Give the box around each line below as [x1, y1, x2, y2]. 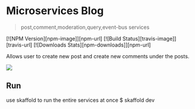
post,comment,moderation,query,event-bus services [20, 24, 150, 31]
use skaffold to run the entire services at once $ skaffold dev [6, 96, 155, 104]
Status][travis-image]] [122, 35, 177, 42]
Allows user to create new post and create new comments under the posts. [6, 52, 190, 60]
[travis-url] [6, 41, 33, 48]
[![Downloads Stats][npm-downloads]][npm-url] [33, 41, 151, 48]
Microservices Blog [6, 4, 104, 18]
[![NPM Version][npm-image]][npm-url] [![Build [6, 35, 122, 42]
